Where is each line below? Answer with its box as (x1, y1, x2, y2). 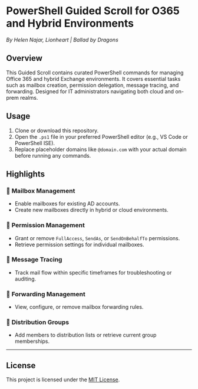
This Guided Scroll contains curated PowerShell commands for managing (6, 69, 184, 76)
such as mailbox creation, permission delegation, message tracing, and (6, 81, 179, 89)
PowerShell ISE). (14, 139, 55, 146)
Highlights (6, 169, 45, 179)
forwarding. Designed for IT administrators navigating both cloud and (6, 87, 174, 95)
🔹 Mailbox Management (6, 187, 75, 195)
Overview (6, 53, 43, 63)
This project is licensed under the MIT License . (6, 376, 120, 383)
